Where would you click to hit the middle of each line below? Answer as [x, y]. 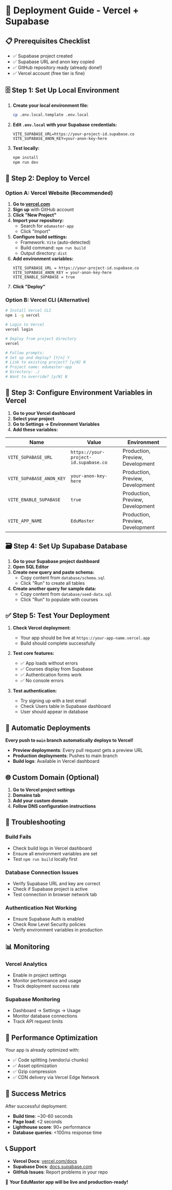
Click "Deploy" [29, 287]
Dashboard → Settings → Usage [47, 1011]
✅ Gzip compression [34, 1072]
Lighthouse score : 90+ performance [52, 1127]
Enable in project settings [39, 975]
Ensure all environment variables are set [55, 853]
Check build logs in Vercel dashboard [52, 848]
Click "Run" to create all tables [52, 583]
